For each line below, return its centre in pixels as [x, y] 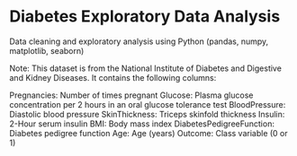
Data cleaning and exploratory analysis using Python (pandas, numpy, [139, 41]
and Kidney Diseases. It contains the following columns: [113, 77]
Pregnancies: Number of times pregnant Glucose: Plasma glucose [131, 95]
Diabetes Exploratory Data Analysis [145, 17]
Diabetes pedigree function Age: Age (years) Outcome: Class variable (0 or [148, 133]
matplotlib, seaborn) [47, 50]
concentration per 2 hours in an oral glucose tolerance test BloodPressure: [148, 104]
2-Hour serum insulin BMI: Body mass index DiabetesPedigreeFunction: [142, 124]
